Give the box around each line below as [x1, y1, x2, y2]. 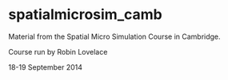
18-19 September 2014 [8, 62, 82, 72]
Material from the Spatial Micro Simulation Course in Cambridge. [8, 32, 222, 41]
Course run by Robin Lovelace [8, 47, 108, 56]
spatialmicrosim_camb [8, 6, 162, 24]
